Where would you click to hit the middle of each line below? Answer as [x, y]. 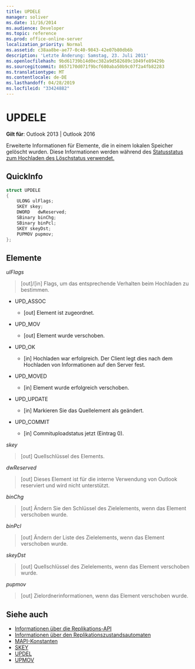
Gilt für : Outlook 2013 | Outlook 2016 [51, 134]
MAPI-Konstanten [36, 641]
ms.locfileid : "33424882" [38, 89]
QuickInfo [24, 177]
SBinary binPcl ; [37, 223]
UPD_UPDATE [31, 399]
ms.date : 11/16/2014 [32, 22]
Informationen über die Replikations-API [63, 629]
